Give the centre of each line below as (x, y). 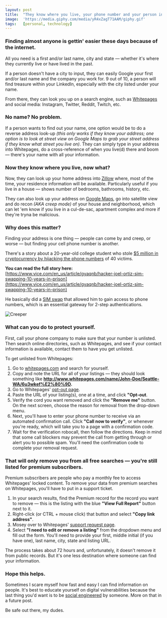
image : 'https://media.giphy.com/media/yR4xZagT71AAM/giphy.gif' (75, 19)
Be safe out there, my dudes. (35, 611)
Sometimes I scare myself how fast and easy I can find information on (77, 585)
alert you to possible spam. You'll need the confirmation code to (78, 442)
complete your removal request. (45, 448)
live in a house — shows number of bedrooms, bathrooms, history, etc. (78, 189)
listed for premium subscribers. (44, 467)
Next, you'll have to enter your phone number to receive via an (76, 416)
